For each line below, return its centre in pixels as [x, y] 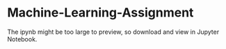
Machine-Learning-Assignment [100, 13]
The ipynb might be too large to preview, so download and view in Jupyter [113, 32]
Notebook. [22, 39]
